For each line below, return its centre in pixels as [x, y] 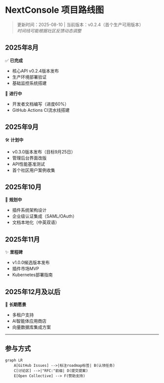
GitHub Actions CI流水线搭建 [41, 110]
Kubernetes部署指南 [32, 275]
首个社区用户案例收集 [33, 170]
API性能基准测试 [29, 164]
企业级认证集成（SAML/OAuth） [44, 216]
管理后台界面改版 [29, 158]
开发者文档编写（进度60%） [41, 104]
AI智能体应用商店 [29, 321]
